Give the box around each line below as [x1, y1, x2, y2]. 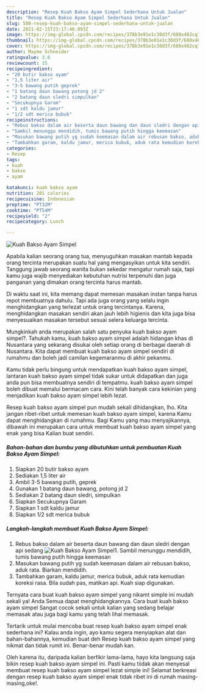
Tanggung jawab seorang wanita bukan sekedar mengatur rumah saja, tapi [6, 266, 195, 273]
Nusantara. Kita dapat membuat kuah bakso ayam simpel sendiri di [6, 347, 174, 355]
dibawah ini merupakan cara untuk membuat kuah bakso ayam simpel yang [6, 423, 196, 430]
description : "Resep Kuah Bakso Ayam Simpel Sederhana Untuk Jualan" [6, 9, 187, 15]
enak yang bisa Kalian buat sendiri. [6, 430, 95, 437]
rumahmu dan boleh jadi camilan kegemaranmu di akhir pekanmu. [6, 354, 172, 361]
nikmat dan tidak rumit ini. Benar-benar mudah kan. [6, 642, 135, 649]
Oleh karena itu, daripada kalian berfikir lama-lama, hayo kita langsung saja [6, 654, 195, 661]
